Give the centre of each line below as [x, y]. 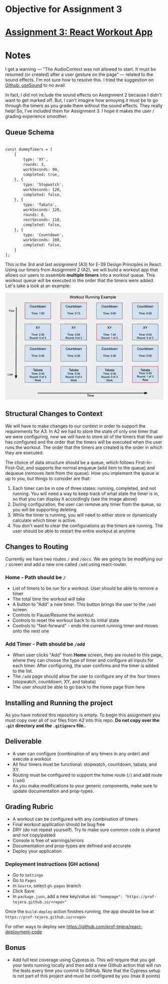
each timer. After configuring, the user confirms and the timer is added [86, 666]
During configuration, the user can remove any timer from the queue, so [87, 504]
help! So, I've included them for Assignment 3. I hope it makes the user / [80, 111]
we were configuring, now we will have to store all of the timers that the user [84, 437]
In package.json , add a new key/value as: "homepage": [67, 896]
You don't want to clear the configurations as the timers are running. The [88, 525]
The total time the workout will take [49, 599]
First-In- [144, 462]
